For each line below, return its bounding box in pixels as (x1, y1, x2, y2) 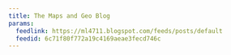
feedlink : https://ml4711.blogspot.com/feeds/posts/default (15, 27, 223, 35)
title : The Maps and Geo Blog (8, 11, 111, 20)
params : (8, 19, 35, 27)
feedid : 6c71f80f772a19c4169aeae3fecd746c (15, 34, 161, 43)
